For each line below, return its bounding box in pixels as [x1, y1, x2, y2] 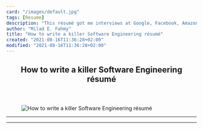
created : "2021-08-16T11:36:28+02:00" [6, 37, 104, 43]
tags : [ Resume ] [6, 14, 45, 20]
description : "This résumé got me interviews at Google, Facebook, [6, 20, 180, 26]
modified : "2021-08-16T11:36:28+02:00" [6, 43, 107, 49]
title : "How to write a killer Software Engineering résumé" [6, 31, 164, 37]
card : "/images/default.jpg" [6, 8, 80, 15]
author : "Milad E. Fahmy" [6, 25, 71, 32]
